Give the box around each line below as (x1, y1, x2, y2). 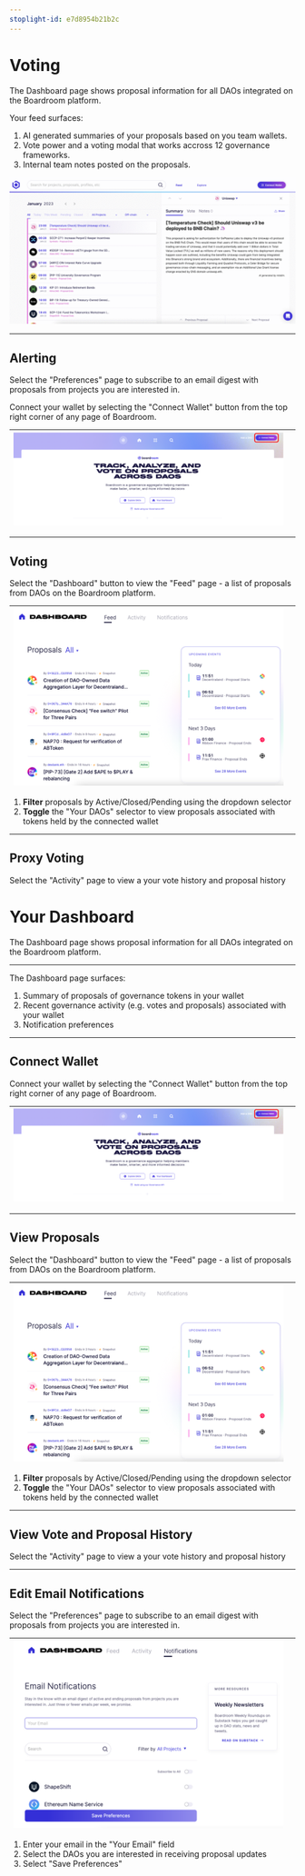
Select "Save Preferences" (22, 1859, 123, 1870)
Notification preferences (22, 1019, 114, 1030)
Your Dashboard (9, 907, 134, 927)
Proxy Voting (9, 851, 84, 866)
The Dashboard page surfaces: (9, 973, 126, 983)
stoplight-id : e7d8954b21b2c (9, 15, 120, 24)
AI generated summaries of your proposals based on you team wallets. (22, 130, 288, 141)
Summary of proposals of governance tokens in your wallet (22, 990, 245, 1001)
